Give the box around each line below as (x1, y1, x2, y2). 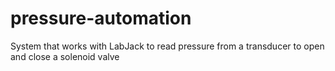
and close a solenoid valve (10, 50, 120, 62)
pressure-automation (10, 7, 192, 30)
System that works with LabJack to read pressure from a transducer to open (10, 40, 325, 52)
